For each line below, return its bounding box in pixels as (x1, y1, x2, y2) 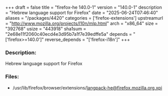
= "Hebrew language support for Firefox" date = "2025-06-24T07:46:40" (5, 10, 158, 16)
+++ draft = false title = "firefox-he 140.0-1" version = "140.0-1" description (5, 5, 162, 10)
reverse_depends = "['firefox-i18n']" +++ (45, 36, 131, 42)
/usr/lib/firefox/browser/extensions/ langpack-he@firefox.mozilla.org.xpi (12, 84, 162, 90)
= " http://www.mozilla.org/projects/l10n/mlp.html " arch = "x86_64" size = (5, 20, 158, 26)
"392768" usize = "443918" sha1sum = (5, 26, 87, 32)
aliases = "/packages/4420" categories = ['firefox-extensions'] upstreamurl (5, 15, 163, 21)
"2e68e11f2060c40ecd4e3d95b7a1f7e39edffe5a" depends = (5, 31, 133, 37)
